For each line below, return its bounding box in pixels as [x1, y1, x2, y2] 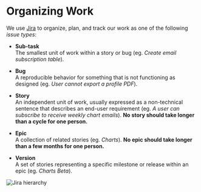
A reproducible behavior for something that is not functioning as [15, 74, 175, 81]
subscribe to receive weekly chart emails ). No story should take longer [15, 111, 195, 118]
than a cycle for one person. [15, 117, 88, 125]
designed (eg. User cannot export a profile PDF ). [15, 80, 138, 87]
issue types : [6, 30, 37, 38]
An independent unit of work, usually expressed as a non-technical [15, 98, 183, 106]
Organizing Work [6, 4, 94, 18]
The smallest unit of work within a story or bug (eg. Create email [15, 49, 177, 56]
